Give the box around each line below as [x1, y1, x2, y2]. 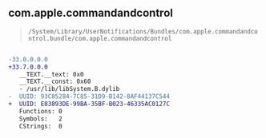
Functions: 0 [18, 107, 62, 115]
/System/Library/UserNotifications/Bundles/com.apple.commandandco [27, 27, 258, 35]
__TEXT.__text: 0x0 [18, 70, 84, 78]
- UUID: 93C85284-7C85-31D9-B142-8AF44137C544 [8, 93, 171, 101]
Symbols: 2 [18, 115, 62, 123]
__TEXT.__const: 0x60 [18, 77, 91, 86]
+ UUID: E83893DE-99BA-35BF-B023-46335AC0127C [8, 100, 171, 108]
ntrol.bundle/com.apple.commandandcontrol [27, 34, 172, 42]
